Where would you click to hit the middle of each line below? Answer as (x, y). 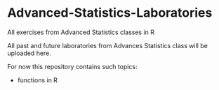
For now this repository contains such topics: (73, 66)
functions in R (38, 80)
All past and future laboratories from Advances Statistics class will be (108, 45)
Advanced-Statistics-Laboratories (110, 13)
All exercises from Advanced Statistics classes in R (81, 32)
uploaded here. (29, 53)
